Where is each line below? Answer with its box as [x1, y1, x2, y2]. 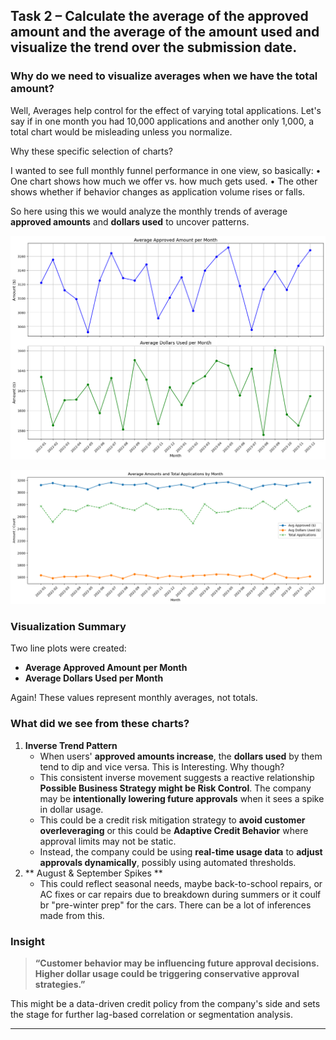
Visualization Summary [10, 620, 127, 634]
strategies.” [34, 978, 86, 990]
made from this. [39, 909, 105, 921]
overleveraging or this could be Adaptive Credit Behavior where [39, 824, 309, 836]
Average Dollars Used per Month [24, 672, 164, 684]
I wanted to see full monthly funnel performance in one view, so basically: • [10, 164, 322, 176]
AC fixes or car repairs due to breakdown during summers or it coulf [39, 888, 322, 900]
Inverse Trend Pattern [24, 739, 118, 751]
